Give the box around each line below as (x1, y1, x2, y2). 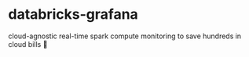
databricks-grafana (8, 5, 139, 23)
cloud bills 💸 (8, 39, 48, 48)
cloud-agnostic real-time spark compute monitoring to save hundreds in (8, 31, 242, 41)
